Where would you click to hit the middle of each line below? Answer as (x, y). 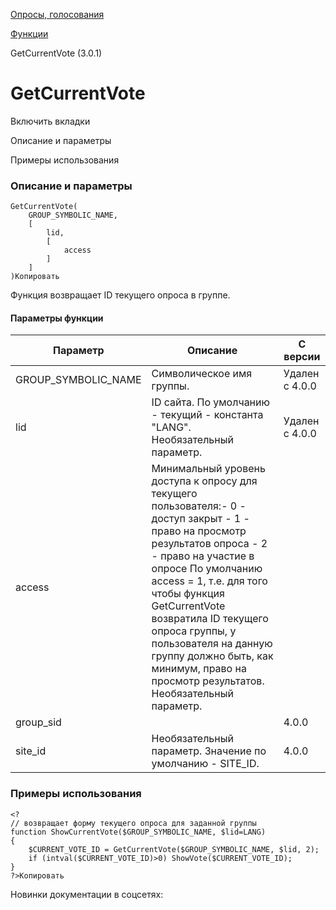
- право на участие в (203, 556)
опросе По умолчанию (207, 569)
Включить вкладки (50, 121)
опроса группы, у (194, 631)
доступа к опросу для (204, 481)
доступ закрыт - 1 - (200, 519)
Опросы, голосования (57, 14)
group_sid (38, 722)
